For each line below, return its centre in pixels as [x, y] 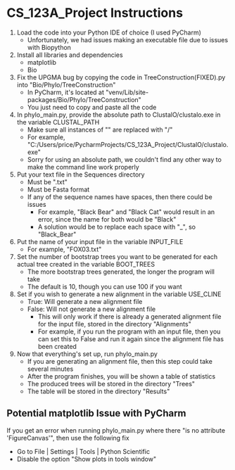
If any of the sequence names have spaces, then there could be [120, 197]
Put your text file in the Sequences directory [81, 174]
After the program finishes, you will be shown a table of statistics [121, 376]
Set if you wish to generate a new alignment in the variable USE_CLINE [119, 294]
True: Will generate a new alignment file [85, 301]
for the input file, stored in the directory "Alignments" [114, 324]
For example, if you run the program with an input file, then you [129, 331]
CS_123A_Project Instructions [95, 13]
